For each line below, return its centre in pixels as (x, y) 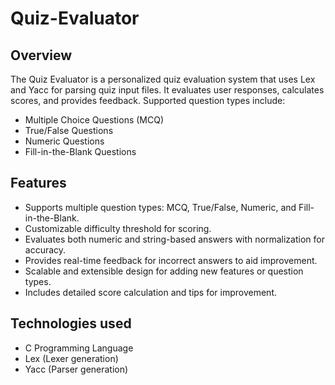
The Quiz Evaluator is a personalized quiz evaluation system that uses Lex (163, 79)
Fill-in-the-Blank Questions (80, 151)
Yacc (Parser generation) (76, 369)
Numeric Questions (64, 141)
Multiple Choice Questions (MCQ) (94, 120)
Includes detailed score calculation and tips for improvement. (151, 292)
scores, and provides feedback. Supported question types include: (148, 100)
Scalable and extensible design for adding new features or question (164, 271)
